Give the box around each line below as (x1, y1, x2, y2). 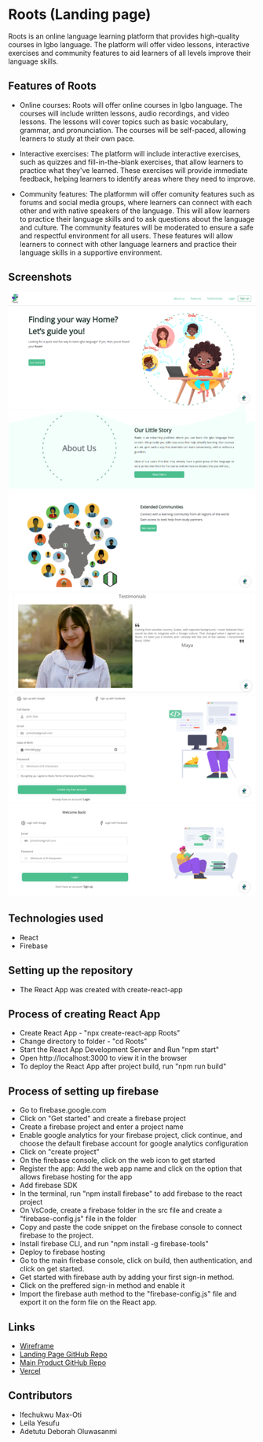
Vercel (19, 1366, 41, 1375)
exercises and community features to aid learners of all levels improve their (8, 48, 251, 57)
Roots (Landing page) (8, 6, 152, 24)
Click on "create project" (19, 1147, 100, 1157)
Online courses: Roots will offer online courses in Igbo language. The (19, 100, 243, 109)
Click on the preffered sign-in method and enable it (19, 1281, 185, 1290)
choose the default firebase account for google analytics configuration (19, 1139, 249, 1149)
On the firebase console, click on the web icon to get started (19, 1156, 216, 1165)
